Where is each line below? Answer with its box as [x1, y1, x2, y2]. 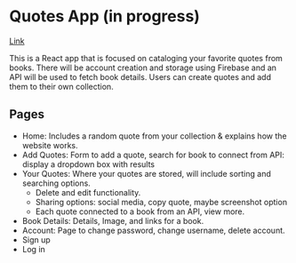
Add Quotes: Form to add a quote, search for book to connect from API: [21, 149, 284, 160]
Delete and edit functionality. [35, 187, 141, 197]
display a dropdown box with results [21, 158, 156, 170]
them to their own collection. [9, 81, 114, 92]
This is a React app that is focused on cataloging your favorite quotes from [9, 52, 283, 63]
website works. [21, 139, 78, 150]
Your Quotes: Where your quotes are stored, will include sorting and [21, 168, 271, 179]
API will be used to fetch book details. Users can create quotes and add [9, 71, 271, 82]
